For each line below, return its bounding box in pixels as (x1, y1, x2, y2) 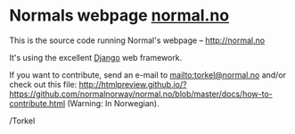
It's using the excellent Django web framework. (9, 52, 183, 63)
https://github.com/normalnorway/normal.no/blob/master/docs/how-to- (9, 88, 274, 99)
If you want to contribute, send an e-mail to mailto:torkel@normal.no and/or (9, 69, 287, 80)
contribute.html (9, 97, 66, 108)
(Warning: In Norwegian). (66, 97, 160, 108)
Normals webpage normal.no (9, 5, 230, 26)
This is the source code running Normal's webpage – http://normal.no (9, 35, 266, 46)
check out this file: (9, 79, 78, 89)
